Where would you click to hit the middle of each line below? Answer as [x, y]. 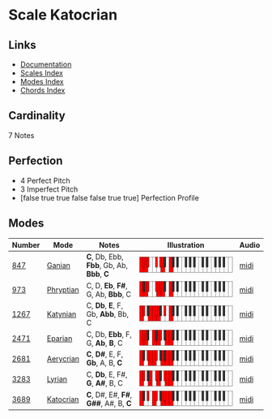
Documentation [46, 64]
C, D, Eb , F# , [107, 285]
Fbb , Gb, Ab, [107, 266]
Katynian [62, 314]
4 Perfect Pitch [45, 180]
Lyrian [57, 378]
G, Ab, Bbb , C [109, 294]
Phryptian [63, 290]
